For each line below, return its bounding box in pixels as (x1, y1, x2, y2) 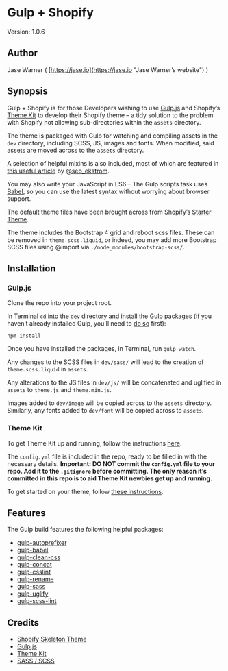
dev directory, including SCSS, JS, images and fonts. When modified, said (7, 138, 214, 147)
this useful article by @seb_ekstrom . (7, 167, 110, 175)
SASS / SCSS (16, 657, 55, 666)
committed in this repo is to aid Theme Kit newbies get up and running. (7, 474, 213, 483)
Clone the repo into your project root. (7, 299, 112, 307)
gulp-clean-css (16, 553, 61, 561)
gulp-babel (16, 546, 49, 554)
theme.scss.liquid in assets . (7, 365, 88, 374)
